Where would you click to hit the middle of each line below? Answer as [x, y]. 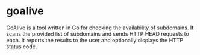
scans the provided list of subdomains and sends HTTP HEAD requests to [98, 33]
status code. [22, 47]
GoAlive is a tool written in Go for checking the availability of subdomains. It [100, 27]
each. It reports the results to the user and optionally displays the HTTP [95, 40]
